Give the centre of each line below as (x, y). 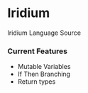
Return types (37, 82)
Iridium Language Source (44, 33)
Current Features (38, 51)
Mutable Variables (44, 67)
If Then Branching (44, 74)
